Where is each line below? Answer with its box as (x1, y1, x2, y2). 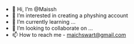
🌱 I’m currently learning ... (11, 18, 76, 25)
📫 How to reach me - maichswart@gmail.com (11, 32, 126, 38)
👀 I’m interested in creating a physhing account (11, 12, 129, 19)
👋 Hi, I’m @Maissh (11, 6, 57, 12)
